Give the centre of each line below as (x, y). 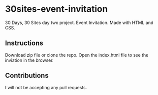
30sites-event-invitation (57, 9)
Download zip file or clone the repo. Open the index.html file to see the (77, 55)
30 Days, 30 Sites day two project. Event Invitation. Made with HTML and (79, 23)
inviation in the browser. (29, 60)
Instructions (24, 43)
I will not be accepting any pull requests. (46, 87)
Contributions (27, 76)
